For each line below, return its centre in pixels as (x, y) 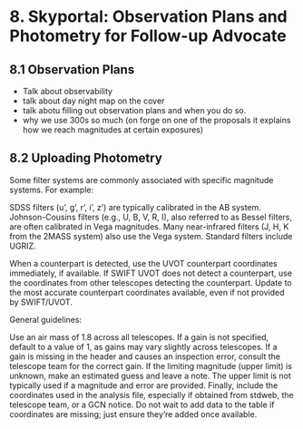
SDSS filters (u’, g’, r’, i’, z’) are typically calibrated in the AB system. (135, 207)
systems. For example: (51, 190)
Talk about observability (68, 91)
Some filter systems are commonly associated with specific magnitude (142, 180)
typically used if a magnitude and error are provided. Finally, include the (144, 385)
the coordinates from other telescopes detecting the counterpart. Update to (151, 282)
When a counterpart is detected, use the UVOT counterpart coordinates (144, 263)
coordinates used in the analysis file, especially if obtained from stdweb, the (151, 395)
